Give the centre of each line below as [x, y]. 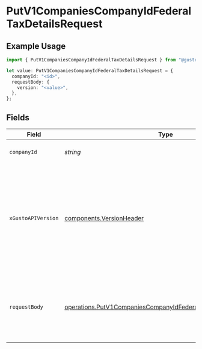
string [72, 152]
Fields [18, 118]
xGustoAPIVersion [34, 218]
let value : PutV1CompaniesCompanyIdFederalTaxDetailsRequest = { [90, 70]
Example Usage [36, 46]
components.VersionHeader [104, 218]
